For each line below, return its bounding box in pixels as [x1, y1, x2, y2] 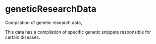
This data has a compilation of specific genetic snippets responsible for [5, 29, 151, 35]
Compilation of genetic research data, [5, 20, 83, 25]
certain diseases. [5, 34, 41, 40]
